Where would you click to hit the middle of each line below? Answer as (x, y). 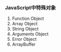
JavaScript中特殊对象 (30, 7)
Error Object (24, 39)
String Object (25, 29)
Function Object (28, 18)
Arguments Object (30, 34)
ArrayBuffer (24, 44)
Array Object (25, 24)
